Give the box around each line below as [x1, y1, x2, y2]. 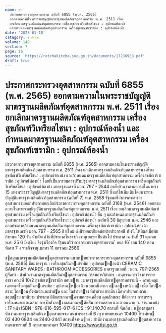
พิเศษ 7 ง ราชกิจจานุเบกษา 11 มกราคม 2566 [5, 245, 80, 251]
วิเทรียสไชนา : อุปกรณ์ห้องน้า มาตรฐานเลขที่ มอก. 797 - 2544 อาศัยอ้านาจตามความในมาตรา [5, 184, 158, 190]
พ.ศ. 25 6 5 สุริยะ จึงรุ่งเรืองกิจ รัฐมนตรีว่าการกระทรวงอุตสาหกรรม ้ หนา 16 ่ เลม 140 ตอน [5, 239, 155, 246]
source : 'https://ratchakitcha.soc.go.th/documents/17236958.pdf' [5, 53, 145, 59]
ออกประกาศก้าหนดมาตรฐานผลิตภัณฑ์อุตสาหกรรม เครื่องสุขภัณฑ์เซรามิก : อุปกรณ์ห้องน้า [5, 223, 148, 229]
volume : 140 [5, 40, 30, 45]
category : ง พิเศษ [5, 35, 39, 40]
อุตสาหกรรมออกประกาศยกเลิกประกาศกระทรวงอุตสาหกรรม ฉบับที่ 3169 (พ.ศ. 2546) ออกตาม [5, 200, 161, 206]
